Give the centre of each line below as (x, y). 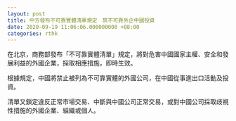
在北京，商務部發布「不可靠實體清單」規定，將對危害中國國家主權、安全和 (115, 54)
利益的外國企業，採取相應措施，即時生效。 (75, 63)
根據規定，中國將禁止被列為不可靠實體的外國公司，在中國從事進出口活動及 (115, 78)
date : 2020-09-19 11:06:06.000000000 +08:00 (73, 27)
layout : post (26, 14)
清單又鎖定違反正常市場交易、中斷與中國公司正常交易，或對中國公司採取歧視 (118, 102)
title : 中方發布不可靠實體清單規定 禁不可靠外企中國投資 (81, 20)
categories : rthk (33, 33)
